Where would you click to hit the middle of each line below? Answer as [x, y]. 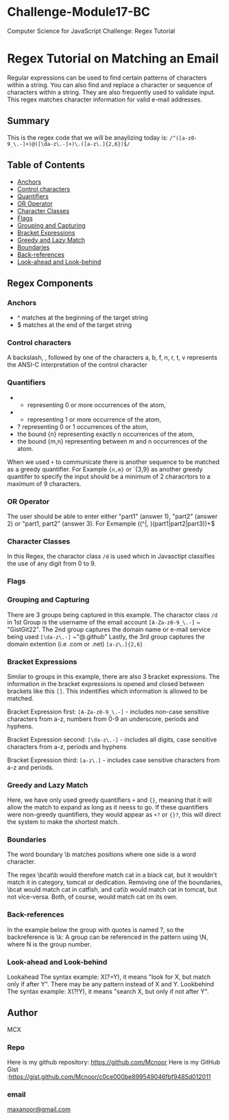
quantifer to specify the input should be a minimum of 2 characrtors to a [109, 476]
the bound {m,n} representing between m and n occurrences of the [112, 441]
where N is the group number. [49, 944]
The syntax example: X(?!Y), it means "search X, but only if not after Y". [108, 992]
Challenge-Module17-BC [79, 12]
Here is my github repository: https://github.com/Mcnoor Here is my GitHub [114, 1062]
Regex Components [50, 283]
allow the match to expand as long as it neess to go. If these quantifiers [108, 807]
